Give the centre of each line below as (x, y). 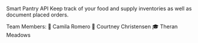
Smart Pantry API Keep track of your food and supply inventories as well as (99, 9)
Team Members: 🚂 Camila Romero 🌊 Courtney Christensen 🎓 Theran (92, 27)
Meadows (19, 35)
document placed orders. (37, 15)
